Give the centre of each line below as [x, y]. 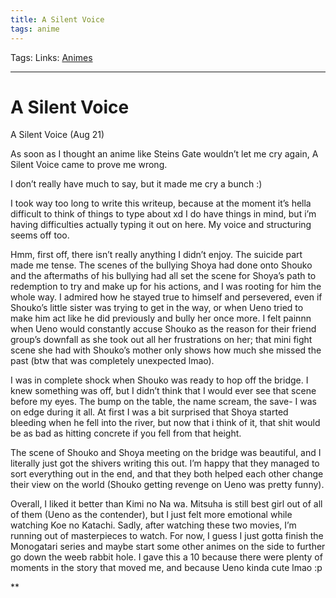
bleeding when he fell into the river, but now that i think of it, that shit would [165, 423]
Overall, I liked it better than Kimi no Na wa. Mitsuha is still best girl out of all [166, 504]
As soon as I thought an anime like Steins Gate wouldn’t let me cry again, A [164, 154]
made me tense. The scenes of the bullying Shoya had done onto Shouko [161, 265]
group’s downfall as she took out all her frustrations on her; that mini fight [161, 340]
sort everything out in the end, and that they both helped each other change [167, 474]
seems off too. [40, 235]
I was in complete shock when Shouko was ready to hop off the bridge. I [159, 380]
